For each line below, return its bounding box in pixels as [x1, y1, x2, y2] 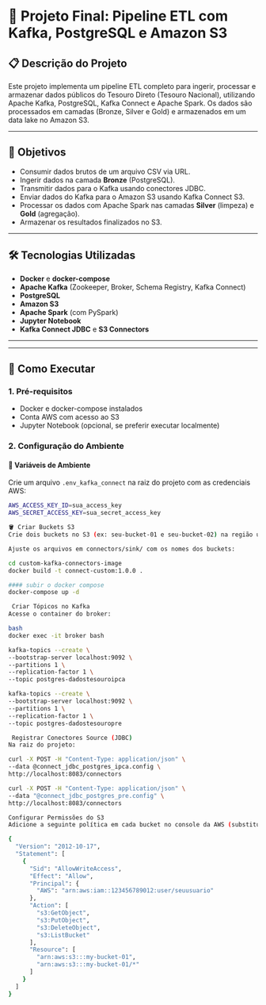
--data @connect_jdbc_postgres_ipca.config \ [8, 763, 161, 771]
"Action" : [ [28, 902, 69, 910]
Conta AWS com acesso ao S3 [19, 412, 120, 422]
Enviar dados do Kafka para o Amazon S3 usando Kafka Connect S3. [19, 192, 245, 201]
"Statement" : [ [15, 850, 66, 858]
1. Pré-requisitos [8, 386, 73, 397]
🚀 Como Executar [8, 362, 96, 376]
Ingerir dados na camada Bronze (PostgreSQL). [19, 175, 176, 185]
